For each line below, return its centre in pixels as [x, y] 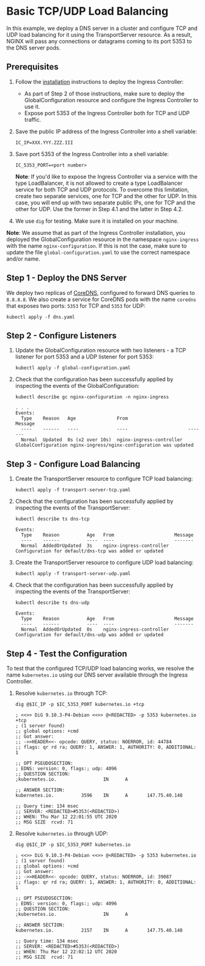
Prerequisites [32, 67]
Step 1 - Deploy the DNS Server [67, 278]
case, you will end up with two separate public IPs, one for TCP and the [105, 202]
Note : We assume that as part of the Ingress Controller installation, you [96, 232]
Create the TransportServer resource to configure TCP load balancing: [104, 479]
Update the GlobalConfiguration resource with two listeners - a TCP [101, 351]
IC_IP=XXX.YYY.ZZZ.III [44, 143]
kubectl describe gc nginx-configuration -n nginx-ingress [92, 397]
